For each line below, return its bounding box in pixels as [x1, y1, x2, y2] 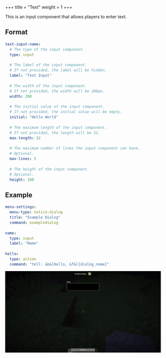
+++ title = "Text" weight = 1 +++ [5, 4, 73, 10]
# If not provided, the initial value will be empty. [9, 110, 123, 115]
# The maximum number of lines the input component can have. [9, 146, 140, 151]
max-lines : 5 [9, 157, 37, 161]
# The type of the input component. [9, 47, 85, 52]
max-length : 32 [9, 135, 41, 140]
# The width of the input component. [9, 83, 87, 88]
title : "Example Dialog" [9, 215, 61, 220]
